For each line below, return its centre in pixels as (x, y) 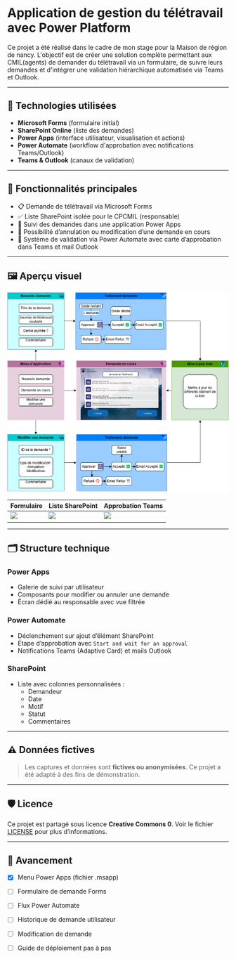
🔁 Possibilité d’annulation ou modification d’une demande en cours (114, 231)
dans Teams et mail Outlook (58, 247)
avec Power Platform (69, 28)
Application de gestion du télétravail (115, 13)
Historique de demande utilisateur (66, 920)
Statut (37, 714)
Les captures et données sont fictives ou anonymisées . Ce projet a (123, 766)
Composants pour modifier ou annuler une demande (93, 594)
